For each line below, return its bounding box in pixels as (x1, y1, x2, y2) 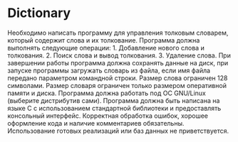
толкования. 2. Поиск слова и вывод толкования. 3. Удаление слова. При (7, 51, 232, 60)
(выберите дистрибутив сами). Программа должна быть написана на (7, 96, 220, 104)
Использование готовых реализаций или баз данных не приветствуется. (7, 126, 229, 135)
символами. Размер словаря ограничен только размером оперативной (7, 81, 227, 89)
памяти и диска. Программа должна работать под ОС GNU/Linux (7, 89, 207, 97)
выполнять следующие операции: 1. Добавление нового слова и (7, 43, 205, 52)
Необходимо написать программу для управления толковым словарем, (7, 28, 229, 37)
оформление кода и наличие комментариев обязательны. (7, 119, 185, 127)
